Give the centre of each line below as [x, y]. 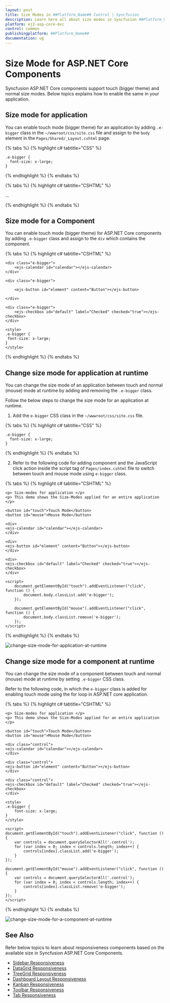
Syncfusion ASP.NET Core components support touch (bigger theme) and [82, 88]
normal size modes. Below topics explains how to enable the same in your [82, 93]
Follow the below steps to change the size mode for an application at [77, 400]
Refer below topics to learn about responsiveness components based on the [85, 947]
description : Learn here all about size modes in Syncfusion [71, 19]
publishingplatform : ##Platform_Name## [47, 34]
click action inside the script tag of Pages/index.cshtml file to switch [83, 468]
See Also [19, 935]
